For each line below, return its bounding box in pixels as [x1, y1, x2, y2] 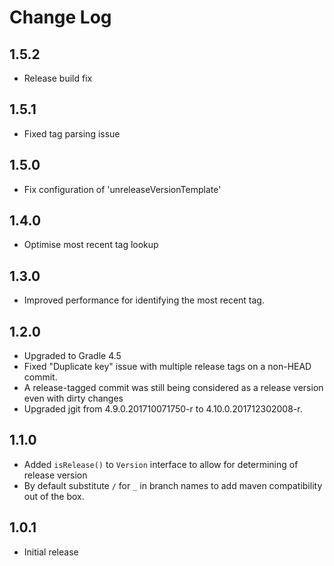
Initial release [23, 546, 79, 558]
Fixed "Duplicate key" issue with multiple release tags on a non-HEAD [23, 361, 312, 373]
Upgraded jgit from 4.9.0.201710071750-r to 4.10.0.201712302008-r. [23, 403, 303, 415]
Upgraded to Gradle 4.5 [23, 350, 122, 362]
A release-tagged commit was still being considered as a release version [23, 382, 324, 394]
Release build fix [23, 72, 93, 84]
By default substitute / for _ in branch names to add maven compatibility [23, 479, 323, 491]
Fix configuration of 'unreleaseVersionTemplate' [23, 183, 222, 195]
